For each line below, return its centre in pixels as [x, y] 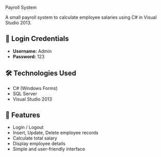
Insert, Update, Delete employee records [55, 133]
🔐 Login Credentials [37, 39]
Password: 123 [29, 56]
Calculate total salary [35, 138]
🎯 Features [23, 115]
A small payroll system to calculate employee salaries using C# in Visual [81, 17]
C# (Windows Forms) [35, 88]
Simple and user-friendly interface [49, 149]
